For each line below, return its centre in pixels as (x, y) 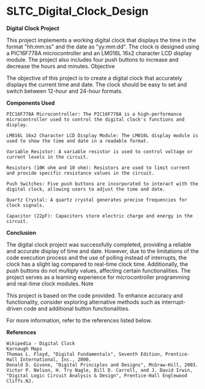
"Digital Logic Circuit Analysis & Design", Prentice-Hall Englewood (97, 376)
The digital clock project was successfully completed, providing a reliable (99, 244)
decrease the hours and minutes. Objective (61, 66)
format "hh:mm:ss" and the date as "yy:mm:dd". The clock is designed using (103, 47)
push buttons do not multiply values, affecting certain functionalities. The (99, 270)
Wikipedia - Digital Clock (41, 343)
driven (14, 308)
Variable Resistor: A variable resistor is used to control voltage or (99, 151)
